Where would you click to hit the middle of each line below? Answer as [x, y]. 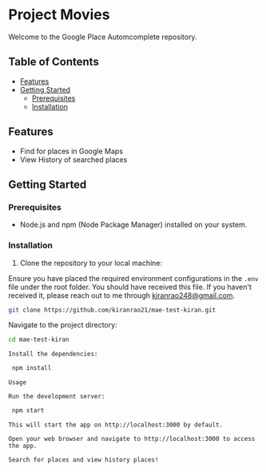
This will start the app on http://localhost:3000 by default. [116, 425]
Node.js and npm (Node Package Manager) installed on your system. [133, 224]
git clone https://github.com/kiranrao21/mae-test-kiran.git [112, 310]
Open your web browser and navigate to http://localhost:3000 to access [132, 439]
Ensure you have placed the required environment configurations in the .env [133, 278]
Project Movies [59, 15]
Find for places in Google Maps [71, 151]
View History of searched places [73, 159]
